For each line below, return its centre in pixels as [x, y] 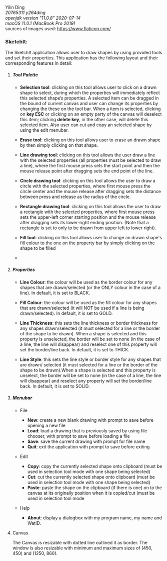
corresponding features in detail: [39, 63]
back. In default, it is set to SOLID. [55, 386]
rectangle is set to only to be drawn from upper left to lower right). [88, 228]
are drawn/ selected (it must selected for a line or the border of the [89, 365]
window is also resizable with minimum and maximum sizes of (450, [82, 548]
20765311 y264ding [25, 13]
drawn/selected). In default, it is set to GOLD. [66, 313]
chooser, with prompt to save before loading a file [78, 436]
